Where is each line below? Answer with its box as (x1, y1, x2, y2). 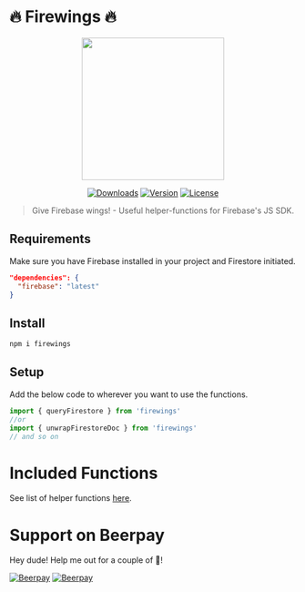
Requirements (9, 231, 91, 247)
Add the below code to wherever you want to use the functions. (9, 389, 249, 400)
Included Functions (9, 463, 158, 484)
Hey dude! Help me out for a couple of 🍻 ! (9, 555, 164, 566)
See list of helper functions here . (9, 493, 132, 504)
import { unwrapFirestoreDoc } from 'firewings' (9, 424, 198, 433)
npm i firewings (9, 340, 71, 349)
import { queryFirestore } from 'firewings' (9, 406, 181, 415)
